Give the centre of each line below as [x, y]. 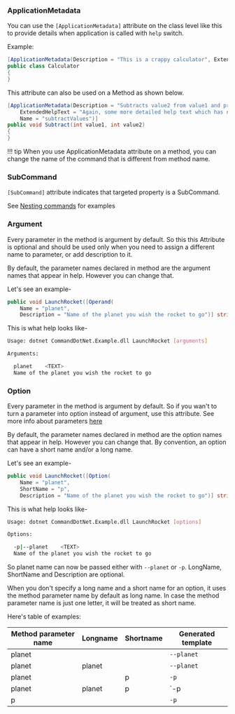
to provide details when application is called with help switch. [95, 33]
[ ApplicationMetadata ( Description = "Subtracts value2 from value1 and [114, 105]
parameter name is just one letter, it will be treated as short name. [102, 603]
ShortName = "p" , [45, 489]
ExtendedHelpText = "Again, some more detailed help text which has [122, 112]
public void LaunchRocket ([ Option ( [59, 476]
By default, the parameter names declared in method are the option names [115, 435]
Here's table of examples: [44, 617]
